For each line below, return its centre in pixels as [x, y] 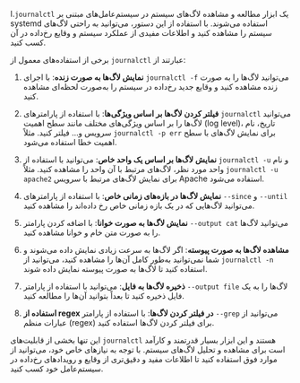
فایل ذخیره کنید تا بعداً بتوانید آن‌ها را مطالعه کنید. [103, 296]
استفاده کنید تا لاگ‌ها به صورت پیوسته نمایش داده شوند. [116, 269]
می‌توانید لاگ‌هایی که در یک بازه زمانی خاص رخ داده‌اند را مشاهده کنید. [139, 205]
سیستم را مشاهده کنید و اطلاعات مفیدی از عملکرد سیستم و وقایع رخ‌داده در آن [141, 33]
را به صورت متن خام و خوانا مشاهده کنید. [91, 232]
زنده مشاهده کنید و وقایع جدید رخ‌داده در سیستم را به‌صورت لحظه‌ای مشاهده [150, 87]
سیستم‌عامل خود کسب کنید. [57, 369]
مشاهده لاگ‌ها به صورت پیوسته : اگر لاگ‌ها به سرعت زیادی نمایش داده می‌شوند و [156, 250]
